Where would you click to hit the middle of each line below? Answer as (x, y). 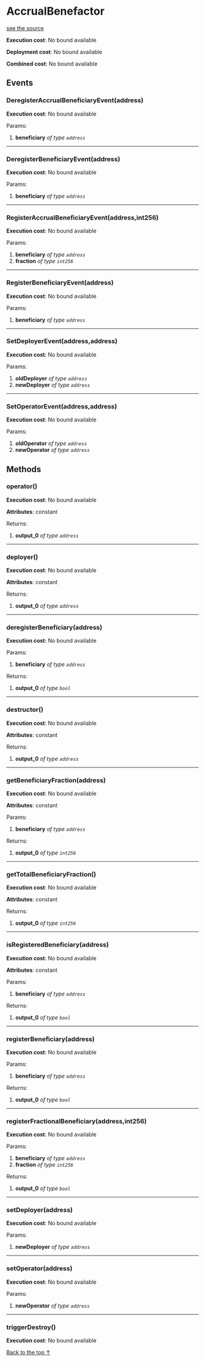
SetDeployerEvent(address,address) (62, 341)
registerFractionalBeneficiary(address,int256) (77, 1121)
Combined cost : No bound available (52, 64)
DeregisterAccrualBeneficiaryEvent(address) (75, 100)
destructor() (25, 709)
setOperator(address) (39, 1268)
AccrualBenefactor (56, 11)
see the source (25, 28)
